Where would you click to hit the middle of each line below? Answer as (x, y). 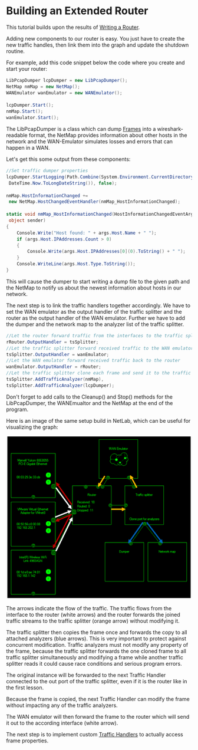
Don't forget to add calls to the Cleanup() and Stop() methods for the (89, 397)
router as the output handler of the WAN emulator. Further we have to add (96, 318)
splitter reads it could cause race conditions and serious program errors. (94, 664)
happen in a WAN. (28, 148)
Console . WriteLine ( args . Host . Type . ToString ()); (76, 264)
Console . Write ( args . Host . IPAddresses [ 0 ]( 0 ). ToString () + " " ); (107, 252)
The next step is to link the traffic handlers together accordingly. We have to (98, 305)
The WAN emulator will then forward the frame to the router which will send (98, 717)
